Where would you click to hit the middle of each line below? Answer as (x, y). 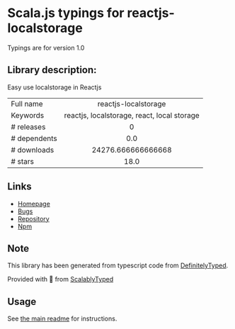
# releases (28, 127)
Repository (33, 218)
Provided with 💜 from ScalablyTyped (61, 279)
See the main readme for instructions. (62, 319)
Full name (27, 104)
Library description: (52, 70)
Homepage (34, 203)
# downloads (33, 150)
